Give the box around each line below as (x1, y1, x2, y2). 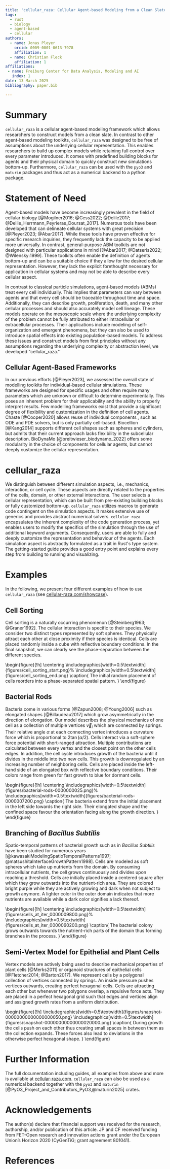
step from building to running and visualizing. (5, 551, 100, 557)
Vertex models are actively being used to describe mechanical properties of (5, 961, 163, 967)
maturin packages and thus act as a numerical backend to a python (5, 169, 146, 175)
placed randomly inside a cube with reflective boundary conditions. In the (5, 641, 159, 647)
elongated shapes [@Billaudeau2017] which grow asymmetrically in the (5, 711, 154, 717)
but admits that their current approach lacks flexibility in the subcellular (5, 430, 154, 437)
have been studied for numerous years (5, 848, 86, 854)
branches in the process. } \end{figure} (5, 933, 87, 939)
